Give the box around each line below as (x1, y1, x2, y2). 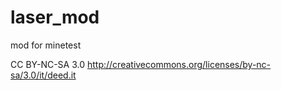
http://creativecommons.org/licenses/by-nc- (86, 58, 272, 70)
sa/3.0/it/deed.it (10, 69, 77, 81)
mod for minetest (10, 39, 82, 51)
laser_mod (10, 6, 100, 29)
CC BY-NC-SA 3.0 (10, 58, 86, 70)
